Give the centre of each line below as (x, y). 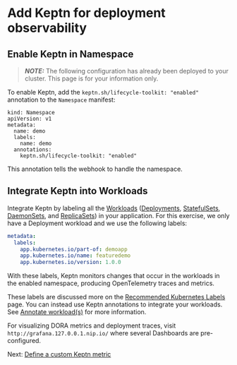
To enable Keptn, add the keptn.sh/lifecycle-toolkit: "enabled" (103, 92)
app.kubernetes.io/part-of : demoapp (74, 249)
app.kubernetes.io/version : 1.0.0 (71, 263)
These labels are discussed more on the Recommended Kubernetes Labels (116, 297)
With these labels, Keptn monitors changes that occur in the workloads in (114, 276)
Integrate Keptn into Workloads (78, 191)
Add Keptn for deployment (86, 13)
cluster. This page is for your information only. (91, 78)
